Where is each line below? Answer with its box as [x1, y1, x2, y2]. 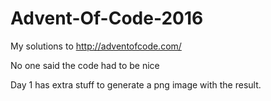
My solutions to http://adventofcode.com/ [10, 40, 182, 52]
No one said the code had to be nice [10, 59, 160, 71]
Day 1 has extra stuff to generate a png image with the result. [10, 78, 262, 91]
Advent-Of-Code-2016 [10, 7, 204, 30]
